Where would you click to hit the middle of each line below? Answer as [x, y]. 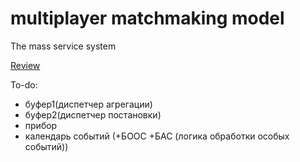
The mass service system [63, 46]
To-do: [24, 84]
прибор [41, 125]
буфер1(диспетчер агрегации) [88, 104]
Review [25, 65]
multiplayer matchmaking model [147, 18]
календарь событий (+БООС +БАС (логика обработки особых [157, 136]
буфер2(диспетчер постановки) [93, 114]
